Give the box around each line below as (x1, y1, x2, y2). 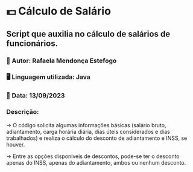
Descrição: (6, 108, 39, 116)
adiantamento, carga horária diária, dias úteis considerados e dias (6, 128, 170, 135)
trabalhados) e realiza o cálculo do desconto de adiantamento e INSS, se (6, 134, 188, 142)
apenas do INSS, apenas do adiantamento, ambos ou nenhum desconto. (6, 159, 186, 166)
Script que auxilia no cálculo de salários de (6, 28, 171, 39)
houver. (6, 141, 25, 148)
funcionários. (6, 38, 59, 48)
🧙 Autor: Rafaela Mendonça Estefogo (6, 56, 117, 65)
